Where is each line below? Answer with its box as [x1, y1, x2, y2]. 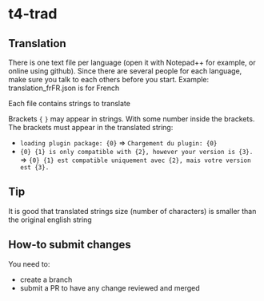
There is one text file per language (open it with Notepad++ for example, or [8, 57, 256, 67]
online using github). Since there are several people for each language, [8, 66, 242, 76]
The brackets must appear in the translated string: [8, 123, 174, 132]
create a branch [19, 275, 73, 284]
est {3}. [19, 164, 50, 172]
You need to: [8, 259, 50, 268]
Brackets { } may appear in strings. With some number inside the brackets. [8, 114, 255, 124]
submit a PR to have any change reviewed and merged [19, 283, 200, 292]
